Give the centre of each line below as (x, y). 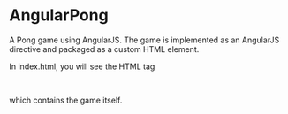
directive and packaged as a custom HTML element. (104, 49)
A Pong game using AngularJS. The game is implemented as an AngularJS (144, 40)
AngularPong (59, 15)
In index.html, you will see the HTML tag (82, 66)
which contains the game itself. (66, 100)
